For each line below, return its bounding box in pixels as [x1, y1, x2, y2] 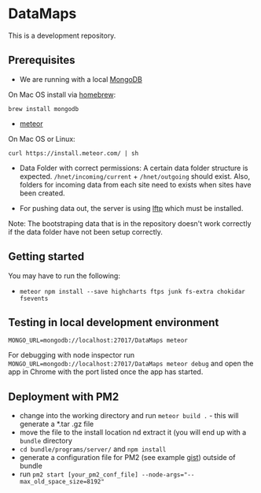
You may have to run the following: [8, 271, 120, 280]
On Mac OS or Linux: [8, 134, 76, 143]
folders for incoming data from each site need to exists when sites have [19, 180, 252, 189]
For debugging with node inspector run [8, 350, 135, 360]
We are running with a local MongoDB [19, 74, 143, 83]
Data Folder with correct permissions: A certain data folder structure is [19, 163, 248, 172]
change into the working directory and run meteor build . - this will [19, 411, 239, 421]
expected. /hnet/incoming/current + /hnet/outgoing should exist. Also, [19, 171, 250, 181]
